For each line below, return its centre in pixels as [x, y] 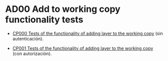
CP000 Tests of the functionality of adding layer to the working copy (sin [88, 33]
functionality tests [44, 20]
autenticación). [28, 39]
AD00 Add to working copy [63, 9]
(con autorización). [32, 54]
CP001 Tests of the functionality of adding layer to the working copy [83, 48]
